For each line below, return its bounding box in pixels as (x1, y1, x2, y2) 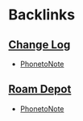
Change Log (8, 38, 71, 52)
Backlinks (8, 6, 76, 24)
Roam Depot (8, 82, 72, 96)
